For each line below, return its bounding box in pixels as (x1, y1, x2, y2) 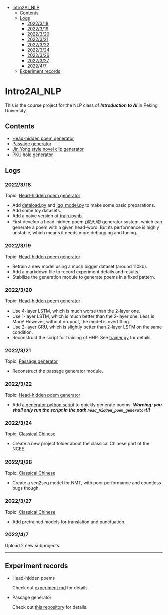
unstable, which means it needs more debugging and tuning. (12, 230, 137, 236)
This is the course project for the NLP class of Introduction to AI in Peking (5, 102, 158, 108)
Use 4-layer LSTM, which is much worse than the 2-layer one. (12, 308, 141, 314)
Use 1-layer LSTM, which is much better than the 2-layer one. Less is (12, 313, 155, 319)
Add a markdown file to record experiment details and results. (12, 268, 140, 275)
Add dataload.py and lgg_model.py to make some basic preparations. (12, 202, 156, 208)
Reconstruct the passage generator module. (12, 368, 103, 374)
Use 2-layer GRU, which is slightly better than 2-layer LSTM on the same (12, 324, 162, 330)
